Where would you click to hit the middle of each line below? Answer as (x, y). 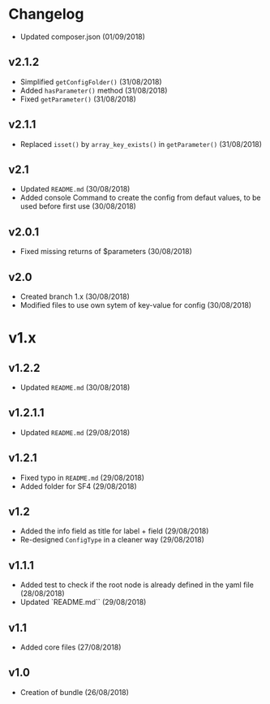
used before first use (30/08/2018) (78, 206)
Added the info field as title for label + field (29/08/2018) (114, 531)
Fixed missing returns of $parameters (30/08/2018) (106, 252)
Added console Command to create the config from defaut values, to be (140, 198)
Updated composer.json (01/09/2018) (83, 37)
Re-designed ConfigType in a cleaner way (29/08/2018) (112, 540)
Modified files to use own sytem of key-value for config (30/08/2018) (136, 305)
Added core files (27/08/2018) (71, 647)
